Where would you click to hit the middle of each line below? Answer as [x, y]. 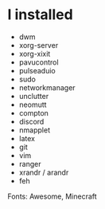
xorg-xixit [35, 53]
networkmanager [47, 87]
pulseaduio [37, 70]
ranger [30, 164]
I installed [40, 15]
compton [34, 112]
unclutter [34, 96]
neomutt [33, 104]
